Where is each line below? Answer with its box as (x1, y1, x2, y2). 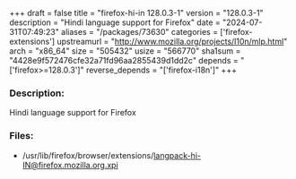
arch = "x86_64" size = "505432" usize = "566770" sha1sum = (9, 46, 241, 56)
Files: (9, 130, 34, 142)
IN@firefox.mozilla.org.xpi (22, 159, 118, 170)
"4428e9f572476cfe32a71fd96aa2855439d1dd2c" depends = (9, 55, 239, 65)
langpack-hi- (153, 149, 202, 160)
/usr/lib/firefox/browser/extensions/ (22, 149, 154, 160)
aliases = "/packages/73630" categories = (61, 27, 218, 37)
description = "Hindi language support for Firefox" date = (9, 17, 222, 28)
